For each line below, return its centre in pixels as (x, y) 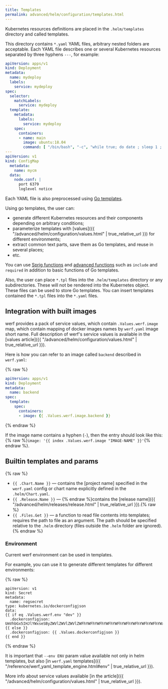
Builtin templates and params (52, 461)
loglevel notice (35, 189)
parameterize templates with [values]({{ (53, 228)
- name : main (32, 138)
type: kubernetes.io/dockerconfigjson (45, 606)
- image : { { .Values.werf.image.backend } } (64, 415)
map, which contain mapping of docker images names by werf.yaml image (82, 328)
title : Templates (23, 10)
